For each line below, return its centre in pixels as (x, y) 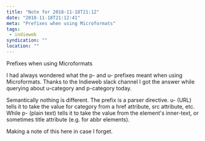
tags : (13, 29)
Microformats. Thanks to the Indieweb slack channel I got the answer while (101, 81)
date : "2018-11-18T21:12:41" (43, 18)
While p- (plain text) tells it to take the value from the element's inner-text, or (103, 113)
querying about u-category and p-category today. (69, 88)
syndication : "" (27, 40)
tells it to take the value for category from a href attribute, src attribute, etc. (101, 106)
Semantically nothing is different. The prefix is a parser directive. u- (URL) (99, 100)
